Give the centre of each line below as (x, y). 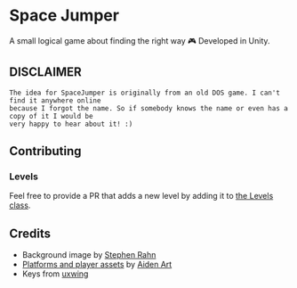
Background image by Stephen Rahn (89, 255)
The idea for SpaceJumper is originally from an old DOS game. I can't (144, 93)
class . (20, 205)
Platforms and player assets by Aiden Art (97, 265)
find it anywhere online (55, 100)
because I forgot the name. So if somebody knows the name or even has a (149, 108)
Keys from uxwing (55, 274)
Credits (30, 233)
